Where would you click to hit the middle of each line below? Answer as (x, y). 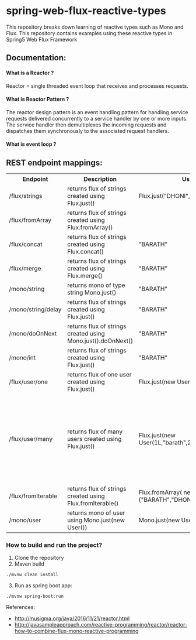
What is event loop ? (31, 144)
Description (100, 179)
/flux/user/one (29, 382)
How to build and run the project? (54, 545)
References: (20, 607)
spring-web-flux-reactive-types (86, 11)
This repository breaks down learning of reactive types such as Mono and (95, 27)
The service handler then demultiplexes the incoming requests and (86, 125)
